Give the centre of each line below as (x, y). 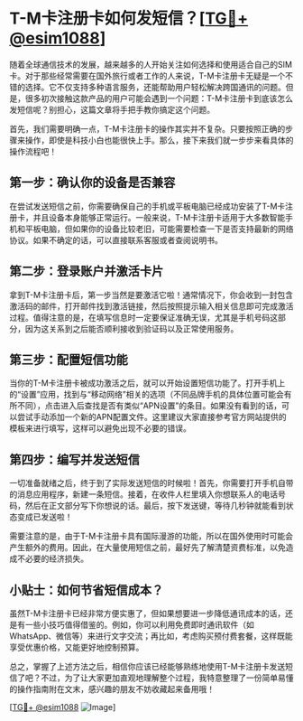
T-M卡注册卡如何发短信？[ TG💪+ (129, 19)
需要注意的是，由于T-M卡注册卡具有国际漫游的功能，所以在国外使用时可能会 (151, 536)
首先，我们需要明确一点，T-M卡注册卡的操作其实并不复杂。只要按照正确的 (147, 128)
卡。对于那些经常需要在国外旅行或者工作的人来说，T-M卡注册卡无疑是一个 (147, 75)
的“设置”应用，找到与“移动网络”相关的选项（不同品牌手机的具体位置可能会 (147, 395)
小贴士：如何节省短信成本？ (87, 590)
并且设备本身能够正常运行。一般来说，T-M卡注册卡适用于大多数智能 (159, 217)
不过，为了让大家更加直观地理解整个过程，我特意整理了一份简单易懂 (167, 678)
